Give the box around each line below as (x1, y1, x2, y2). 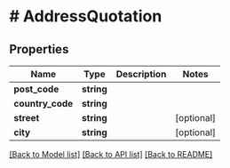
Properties (9, 42, 69, 57)
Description (115, 68, 167, 80)
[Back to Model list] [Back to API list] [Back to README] (9, 149, 213, 159)
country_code (13, 98, 74, 109)
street (13, 112, 40, 124)
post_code (13, 83, 59, 95)
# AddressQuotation (9, 6, 163, 27)
